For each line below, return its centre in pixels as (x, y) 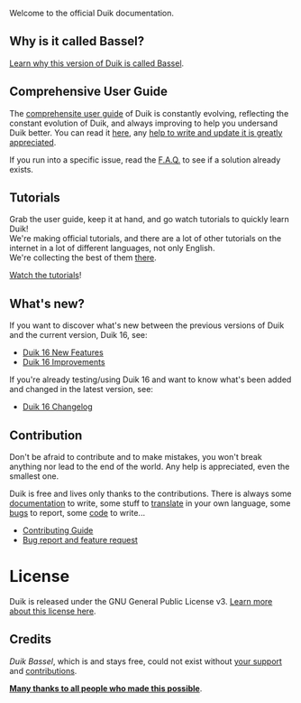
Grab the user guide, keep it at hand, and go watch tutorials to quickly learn (150, 220)
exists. (22, 169)
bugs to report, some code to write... (78, 513)
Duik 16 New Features (63, 352)
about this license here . (53, 611)
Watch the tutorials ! (46, 276)
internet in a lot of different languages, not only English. (112, 248)
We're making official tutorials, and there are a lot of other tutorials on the (146, 239)
